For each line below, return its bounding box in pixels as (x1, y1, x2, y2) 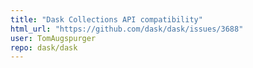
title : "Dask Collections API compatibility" (10, 14, 203, 25)
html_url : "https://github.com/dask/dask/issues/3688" (10, 24, 244, 34)
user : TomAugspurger (10, 33, 97, 43)
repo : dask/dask (10, 42, 78, 53)
